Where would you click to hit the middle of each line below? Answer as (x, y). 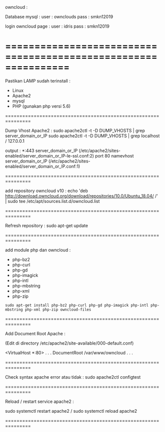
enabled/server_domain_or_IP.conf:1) (43, 166)
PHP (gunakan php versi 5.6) (41, 106)
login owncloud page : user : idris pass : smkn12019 (57, 26)
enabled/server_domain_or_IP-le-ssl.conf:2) (50, 156)
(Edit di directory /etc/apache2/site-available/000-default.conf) (69, 343)
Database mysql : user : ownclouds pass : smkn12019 (59, 17)
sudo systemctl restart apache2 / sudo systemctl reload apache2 (71, 411)
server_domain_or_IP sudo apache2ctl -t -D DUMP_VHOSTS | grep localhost (82, 136)
